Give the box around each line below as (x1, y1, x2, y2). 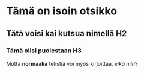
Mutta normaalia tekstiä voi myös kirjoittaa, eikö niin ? (6, 60, 138, 67)
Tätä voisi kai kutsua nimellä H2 (6, 28, 127, 39)
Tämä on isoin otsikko (6, 4, 118, 18)
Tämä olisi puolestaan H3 (6, 46, 82, 55)
